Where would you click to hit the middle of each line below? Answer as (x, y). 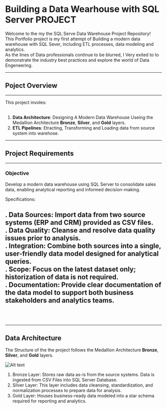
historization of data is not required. (62, 277)
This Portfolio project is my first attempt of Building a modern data (73, 39)
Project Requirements (40, 154)
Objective (17, 173)
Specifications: (20, 199)
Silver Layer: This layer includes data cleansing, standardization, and (83, 385)
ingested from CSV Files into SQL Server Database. (65, 380)
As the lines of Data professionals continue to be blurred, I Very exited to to (82, 55)
